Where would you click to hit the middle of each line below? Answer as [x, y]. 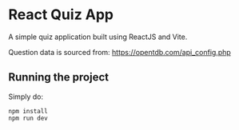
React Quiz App [61, 15]
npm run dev [28, 118]
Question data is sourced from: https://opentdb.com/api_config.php [120, 52]
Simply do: [26, 97]
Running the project [59, 77]
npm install [28, 111]
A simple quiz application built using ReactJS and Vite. [98, 37]
